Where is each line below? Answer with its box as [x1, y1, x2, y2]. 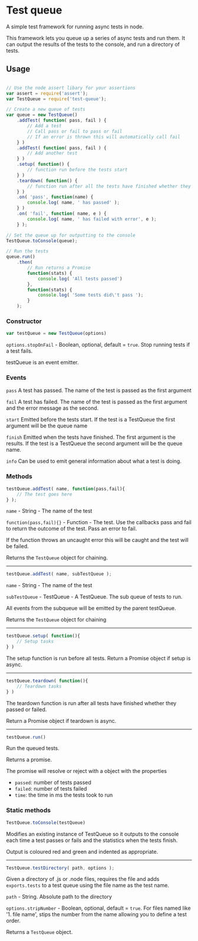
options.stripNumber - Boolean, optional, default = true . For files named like [6, 904, 191, 912]
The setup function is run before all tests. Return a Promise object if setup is [6, 654, 191, 662]
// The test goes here [16, 491, 72, 497]
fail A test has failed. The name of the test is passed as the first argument [6, 399, 187, 406]
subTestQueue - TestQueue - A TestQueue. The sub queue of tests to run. [6, 593, 183, 600]
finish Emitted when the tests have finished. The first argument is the [6, 434, 176, 441]
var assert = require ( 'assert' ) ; [6, 90, 88, 96]
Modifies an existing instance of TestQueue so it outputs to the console [6, 830, 179, 837]
